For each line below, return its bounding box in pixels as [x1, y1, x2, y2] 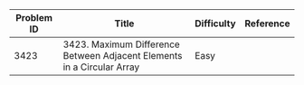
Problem [14, 12, 52, 24]
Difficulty [194, 17, 237, 30]
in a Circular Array [62, 61, 140, 73]
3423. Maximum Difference [62, 38, 181, 51]
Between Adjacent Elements [62, 50, 183, 61]
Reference [244, 17, 290, 30]
